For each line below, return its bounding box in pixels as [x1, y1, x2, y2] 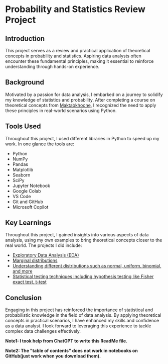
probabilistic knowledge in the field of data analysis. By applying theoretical [5, 312, 161, 318]
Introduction [5, 34, 45, 43]
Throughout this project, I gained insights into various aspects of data [5, 232, 149, 238]
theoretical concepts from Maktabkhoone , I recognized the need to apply [5, 102, 156, 108]
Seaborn [12, 172, 31, 178]
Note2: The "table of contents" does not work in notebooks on [5, 348, 138, 354]
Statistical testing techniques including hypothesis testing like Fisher [12, 274, 154, 280]
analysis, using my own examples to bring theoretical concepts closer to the [5, 237, 162, 243]
